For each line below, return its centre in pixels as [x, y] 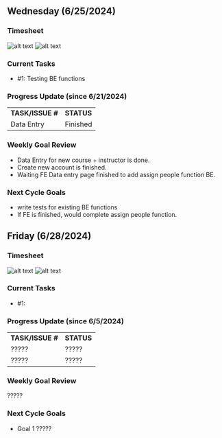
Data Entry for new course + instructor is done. [83, 160]
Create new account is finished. [62, 167]
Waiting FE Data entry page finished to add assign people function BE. [116, 174]
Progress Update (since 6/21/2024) [67, 96]
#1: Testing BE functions [51, 78]
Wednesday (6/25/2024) [62, 11]
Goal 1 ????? [34, 428]
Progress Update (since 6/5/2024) [66, 321]
